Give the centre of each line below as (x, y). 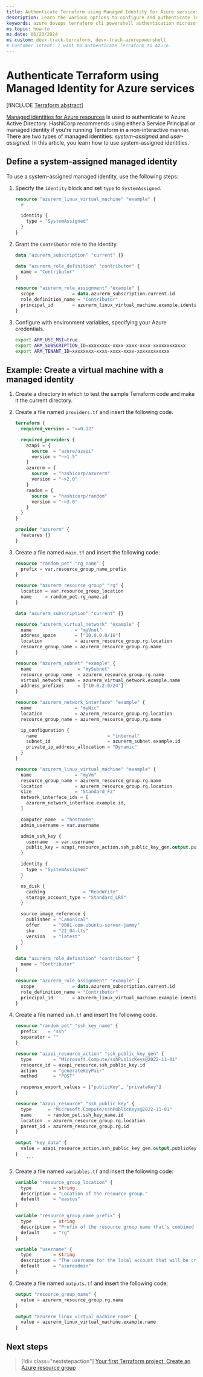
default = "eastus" (50, 1199)
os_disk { (33, 886)
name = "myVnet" (61, 630)
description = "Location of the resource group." (84, 1194)
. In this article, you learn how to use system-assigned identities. (109, 142)
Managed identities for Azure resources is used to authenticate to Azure (96, 117)
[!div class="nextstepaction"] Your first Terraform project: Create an (106, 1361)
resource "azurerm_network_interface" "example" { (80, 703)
